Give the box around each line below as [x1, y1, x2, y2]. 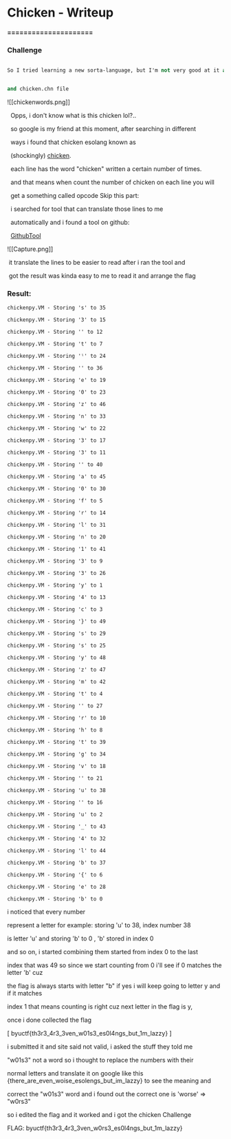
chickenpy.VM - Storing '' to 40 [7, 461, 103, 468]
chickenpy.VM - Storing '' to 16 [7, 799, 103, 806]
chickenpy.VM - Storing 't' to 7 [7, 341, 103, 347]
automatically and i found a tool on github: [10, 218, 130, 226]
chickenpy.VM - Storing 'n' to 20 [7, 534, 107, 541]
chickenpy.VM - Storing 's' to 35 [7, 305, 107, 312]
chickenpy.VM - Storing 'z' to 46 [7, 401, 107, 408]
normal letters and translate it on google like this [7, 1069, 144, 1078]
